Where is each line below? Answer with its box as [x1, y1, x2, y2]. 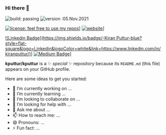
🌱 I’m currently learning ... [12, 91, 66, 97]
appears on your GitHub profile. [5, 66, 70, 72]
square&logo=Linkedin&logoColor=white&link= [5, 46, 101, 52]
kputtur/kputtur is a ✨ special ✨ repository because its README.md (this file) [5, 61, 160, 67]
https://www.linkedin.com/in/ [101, 46, 161, 52]
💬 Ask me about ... [12, 107, 50, 113]
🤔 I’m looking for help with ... [12, 102, 71, 108]
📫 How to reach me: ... [12, 112, 60, 119]
